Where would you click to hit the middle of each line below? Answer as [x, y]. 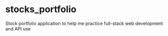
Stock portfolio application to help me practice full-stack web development [84, 23]
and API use [18, 28]
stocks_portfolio [41, 9]
